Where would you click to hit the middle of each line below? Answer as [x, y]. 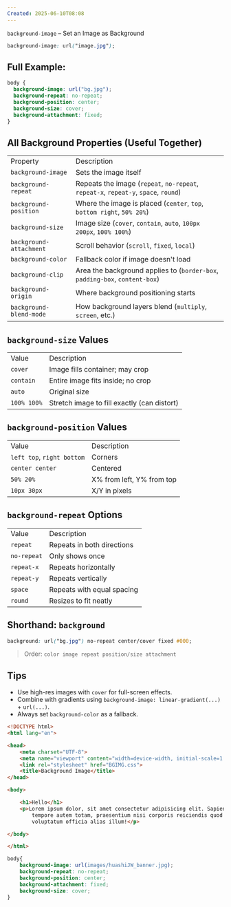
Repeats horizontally [82, 567]
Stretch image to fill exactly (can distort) [114, 403]
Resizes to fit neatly [81, 601]
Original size [69, 392]
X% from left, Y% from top [134, 479]
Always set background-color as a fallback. [78, 714]
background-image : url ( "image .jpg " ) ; [61, 45]
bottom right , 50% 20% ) [112, 212]
